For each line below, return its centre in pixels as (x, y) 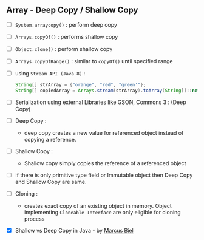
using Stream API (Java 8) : (50, 74)
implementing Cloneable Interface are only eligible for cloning (102, 213)
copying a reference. (50, 139)
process (34, 219)
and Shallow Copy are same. (51, 182)
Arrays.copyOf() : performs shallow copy (66, 36)
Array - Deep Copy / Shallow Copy (72, 10)
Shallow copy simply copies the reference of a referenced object (105, 163)
